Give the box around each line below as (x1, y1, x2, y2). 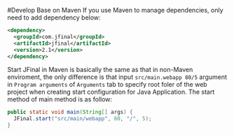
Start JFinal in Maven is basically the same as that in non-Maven (7, 66, 193, 74)
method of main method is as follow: (7, 95, 113, 104)
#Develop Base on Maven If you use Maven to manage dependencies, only (7, 6, 223, 14)
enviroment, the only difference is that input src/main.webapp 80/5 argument (7, 73, 228, 81)
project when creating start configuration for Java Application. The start (7, 87, 215, 97)
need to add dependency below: (7, 13, 101, 22)
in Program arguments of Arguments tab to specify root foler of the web (7, 80, 208, 89)
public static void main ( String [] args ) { (7, 108, 133, 116)
